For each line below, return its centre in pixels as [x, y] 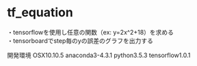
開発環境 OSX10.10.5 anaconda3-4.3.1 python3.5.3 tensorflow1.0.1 [99, 55]
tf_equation [40, 13]
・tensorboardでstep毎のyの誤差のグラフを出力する [80, 40]
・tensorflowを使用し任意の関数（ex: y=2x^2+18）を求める [91, 32]
